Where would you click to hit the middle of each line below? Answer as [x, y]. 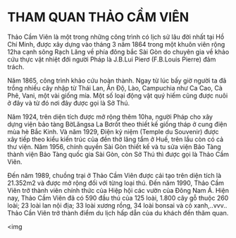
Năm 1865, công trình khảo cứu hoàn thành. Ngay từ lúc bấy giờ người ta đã [117, 81]
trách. [16, 66]
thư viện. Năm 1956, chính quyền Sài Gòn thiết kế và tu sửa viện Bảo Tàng [114, 146]
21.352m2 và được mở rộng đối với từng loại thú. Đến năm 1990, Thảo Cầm [116, 183]
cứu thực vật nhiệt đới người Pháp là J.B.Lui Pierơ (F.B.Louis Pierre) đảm [112, 59]
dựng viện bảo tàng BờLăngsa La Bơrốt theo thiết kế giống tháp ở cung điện [117, 124]
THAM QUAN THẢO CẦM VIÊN [98, 17]
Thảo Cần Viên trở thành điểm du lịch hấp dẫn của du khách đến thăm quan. [118, 213]
